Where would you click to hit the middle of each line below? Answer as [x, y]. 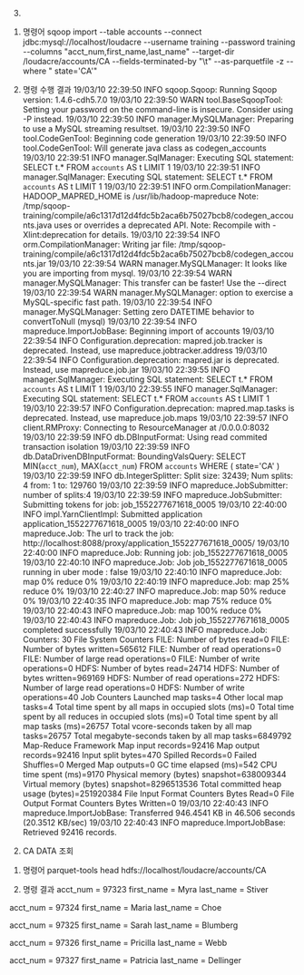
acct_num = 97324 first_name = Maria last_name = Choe [116, 907]
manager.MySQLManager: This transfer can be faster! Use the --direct [155, 283]
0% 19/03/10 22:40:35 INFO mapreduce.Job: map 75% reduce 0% [147, 601]
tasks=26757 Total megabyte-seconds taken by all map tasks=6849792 [157, 736]
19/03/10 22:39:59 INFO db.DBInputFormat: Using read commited [145, 437]
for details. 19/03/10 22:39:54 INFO [155, 234]
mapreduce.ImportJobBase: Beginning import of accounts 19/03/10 [148, 331]
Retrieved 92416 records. [70, 832]
